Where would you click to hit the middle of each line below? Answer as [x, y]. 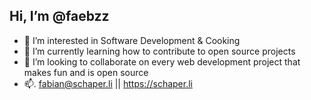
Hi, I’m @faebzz [59, 16]
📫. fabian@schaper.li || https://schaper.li [108, 83]
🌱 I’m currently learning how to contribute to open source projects [159, 51]
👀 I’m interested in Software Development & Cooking [132, 40]
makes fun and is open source [86, 72]
